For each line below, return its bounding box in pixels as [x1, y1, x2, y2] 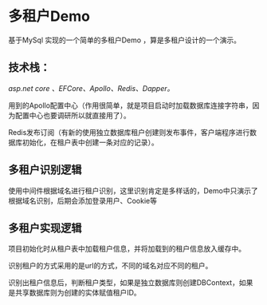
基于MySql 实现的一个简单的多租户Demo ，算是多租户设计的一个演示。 [8, 35, 241, 45]
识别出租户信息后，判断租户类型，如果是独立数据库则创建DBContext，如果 [8, 278, 253, 287]
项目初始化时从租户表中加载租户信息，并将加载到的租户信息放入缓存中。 [8, 244, 245, 254]
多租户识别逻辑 [8, 163, 82, 176]
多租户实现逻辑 [8, 221, 82, 235]
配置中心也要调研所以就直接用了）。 [14, 110, 131, 120]
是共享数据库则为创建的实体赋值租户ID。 [8, 288, 141, 298]
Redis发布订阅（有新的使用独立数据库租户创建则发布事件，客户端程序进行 [8, 127, 250, 137]
